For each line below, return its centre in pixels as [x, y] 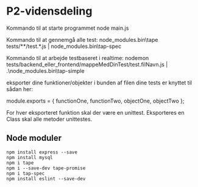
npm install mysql [30, 157]
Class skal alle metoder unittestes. [49, 119]
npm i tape [20, 163]
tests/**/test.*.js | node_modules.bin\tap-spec [64, 46]
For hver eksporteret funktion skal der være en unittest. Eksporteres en [95, 112]
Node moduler [34, 138]
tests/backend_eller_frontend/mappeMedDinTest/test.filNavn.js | [87, 64]
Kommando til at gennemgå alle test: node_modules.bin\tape [82, 39]
